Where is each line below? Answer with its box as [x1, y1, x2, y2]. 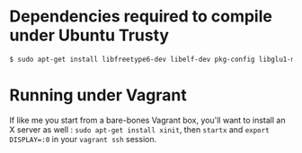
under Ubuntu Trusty [9, 25, 169, 46]
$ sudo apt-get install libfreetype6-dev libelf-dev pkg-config [9, 55, 255, 64]
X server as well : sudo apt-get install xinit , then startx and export [9, 123, 270, 135]
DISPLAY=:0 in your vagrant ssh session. [9, 133, 157, 144]
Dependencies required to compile [9, 6, 272, 27]
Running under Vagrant [9, 85, 187, 105]
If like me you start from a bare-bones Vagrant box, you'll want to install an [9, 115, 286, 125]
